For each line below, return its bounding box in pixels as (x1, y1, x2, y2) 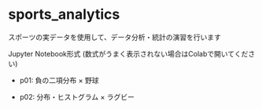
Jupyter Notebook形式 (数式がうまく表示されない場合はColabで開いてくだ (8, 49, 249, 58)
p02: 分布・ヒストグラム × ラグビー (19, 92, 135, 101)
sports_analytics (8, 5, 120, 24)
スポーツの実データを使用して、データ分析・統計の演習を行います (8, 32, 222, 42)
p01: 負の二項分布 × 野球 (19, 75, 100, 85)
